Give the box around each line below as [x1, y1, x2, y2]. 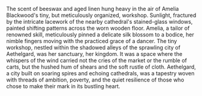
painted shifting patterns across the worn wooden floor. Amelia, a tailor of [6, 24, 190, 32]
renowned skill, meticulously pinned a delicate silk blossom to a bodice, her [6, 31, 195, 38]
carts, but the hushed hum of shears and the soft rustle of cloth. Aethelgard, [6, 63, 197, 70]
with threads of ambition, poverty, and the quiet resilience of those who [6, 76, 184, 83]
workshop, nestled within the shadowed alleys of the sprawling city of [6, 44, 181, 51]
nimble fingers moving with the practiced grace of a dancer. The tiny [6, 38, 177, 44]
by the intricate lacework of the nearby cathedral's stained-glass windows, [6, 18, 193, 25]
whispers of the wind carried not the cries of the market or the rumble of [6, 57, 187, 64]
